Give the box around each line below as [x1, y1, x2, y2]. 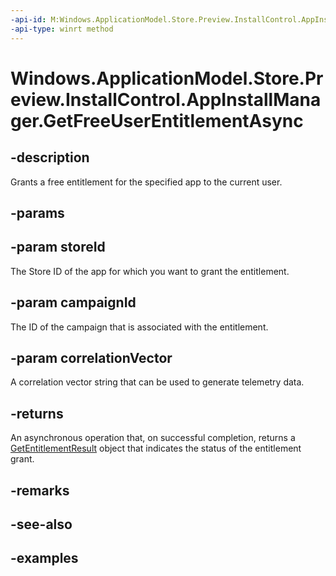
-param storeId [10, 239, 106, 256]
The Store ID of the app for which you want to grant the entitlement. [10, 265, 290, 277]
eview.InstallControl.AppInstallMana [10, 88, 322, 111]
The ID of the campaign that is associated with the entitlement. [10, 321, 269, 333]
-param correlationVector [10, 349, 173, 366]
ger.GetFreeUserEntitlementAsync [10, 109, 304, 132]
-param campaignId [10, 294, 137, 311]
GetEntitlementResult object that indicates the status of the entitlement [10, 442, 302, 455]
